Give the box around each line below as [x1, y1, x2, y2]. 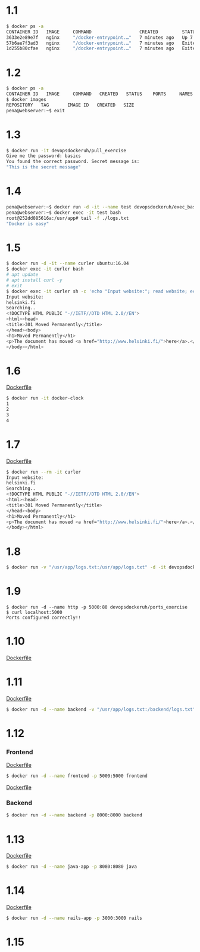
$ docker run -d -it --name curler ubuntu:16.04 [6, 260, 129, 266]
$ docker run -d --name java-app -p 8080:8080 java [6, 864, 137, 870]
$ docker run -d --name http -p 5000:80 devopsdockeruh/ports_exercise [6, 604, 187, 610]
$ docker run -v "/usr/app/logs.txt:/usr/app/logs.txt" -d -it [6, 564, 167, 570]
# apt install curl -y [6, 277, 62, 284]
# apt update [6, 272, 39, 278]
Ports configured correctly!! [6, 615, 82, 621]
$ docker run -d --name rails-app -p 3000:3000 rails [6, 915, 143, 922]
